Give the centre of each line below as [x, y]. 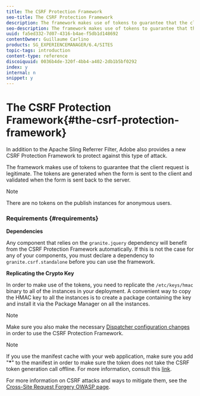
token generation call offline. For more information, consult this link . [89, 369]
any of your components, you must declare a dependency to [80, 255]
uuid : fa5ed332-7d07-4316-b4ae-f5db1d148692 [62, 34]
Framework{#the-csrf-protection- [93, 120]
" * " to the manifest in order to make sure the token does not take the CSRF [98, 363]
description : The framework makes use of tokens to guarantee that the [97, 23]
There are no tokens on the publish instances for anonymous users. [89, 203]
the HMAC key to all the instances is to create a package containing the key [99, 298]
